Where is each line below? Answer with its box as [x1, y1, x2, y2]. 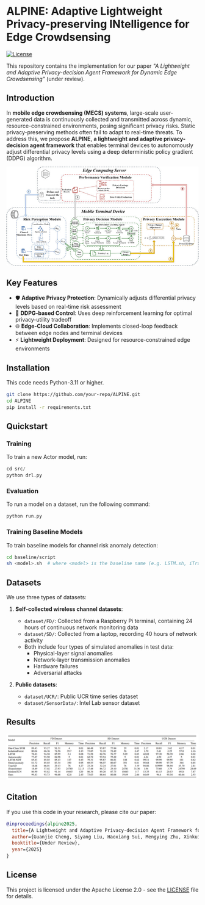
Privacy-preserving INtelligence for [6, 17, 190, 31]
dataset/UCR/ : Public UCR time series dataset [24, 693, 138, 700]
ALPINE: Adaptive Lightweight [6, 4, 163, 18]
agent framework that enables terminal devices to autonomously [29, 142, 193, 149]
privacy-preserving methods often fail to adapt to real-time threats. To [6, 128, 182, 135]
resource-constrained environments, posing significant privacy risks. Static [6, 122, 195, 129]
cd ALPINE [6, 398, 32, 404]
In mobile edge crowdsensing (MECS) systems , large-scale [6, 109, 159, 117]
